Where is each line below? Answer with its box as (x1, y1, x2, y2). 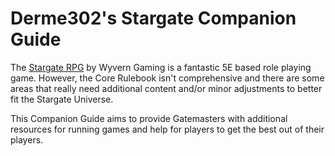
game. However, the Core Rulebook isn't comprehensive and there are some (10, 72, 325, 84)
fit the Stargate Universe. (10, 93, 114, 105)
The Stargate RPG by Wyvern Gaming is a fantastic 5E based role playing (10, 61, 312, 73)
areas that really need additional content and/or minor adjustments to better (10, 82, 323, 94)
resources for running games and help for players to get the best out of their (10, 123, 325, 135)
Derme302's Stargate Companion (10, 7, 297, 30)
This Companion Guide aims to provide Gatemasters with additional (10, 112, 288, 124)
